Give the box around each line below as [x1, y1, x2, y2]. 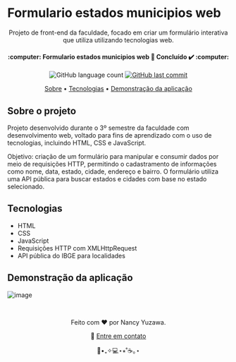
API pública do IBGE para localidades [17, 251, 125, 260]
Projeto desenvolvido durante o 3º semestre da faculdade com [7, 123, 190, 132]
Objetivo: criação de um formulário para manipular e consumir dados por [7, 152, 219, 160]
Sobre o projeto [7, 104, 76, 117]
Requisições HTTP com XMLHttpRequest [17, 243, 137, 252]
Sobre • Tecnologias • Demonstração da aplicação [44, 85, 192, 93]
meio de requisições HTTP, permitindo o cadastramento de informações [7, 159, 217, 168]
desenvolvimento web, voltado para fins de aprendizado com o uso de [7, 131, 212, 139]
